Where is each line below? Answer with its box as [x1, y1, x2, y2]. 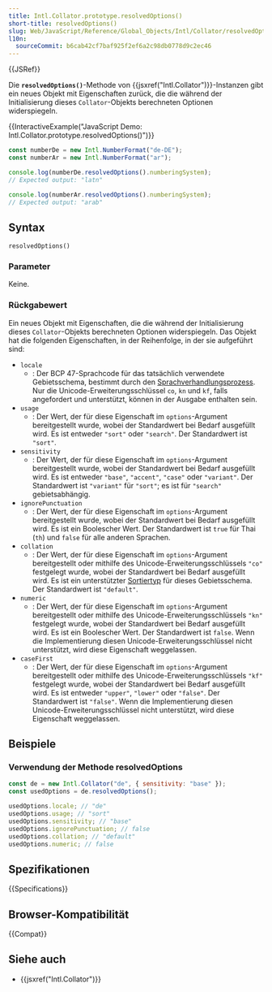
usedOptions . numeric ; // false [8, 840, 114, 848]
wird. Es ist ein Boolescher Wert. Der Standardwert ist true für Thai [32, 523, 257, 533]
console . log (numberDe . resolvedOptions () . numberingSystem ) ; [8, 168, 212, 176]
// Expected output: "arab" [8, 198, 104, 206]
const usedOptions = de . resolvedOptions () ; [8, 787, 158, 796]
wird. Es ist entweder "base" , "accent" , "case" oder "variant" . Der [32, 472, 253, 482]
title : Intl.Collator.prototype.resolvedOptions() [8, 11, 183, 20]
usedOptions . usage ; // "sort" [8, 810, 111, 818]
